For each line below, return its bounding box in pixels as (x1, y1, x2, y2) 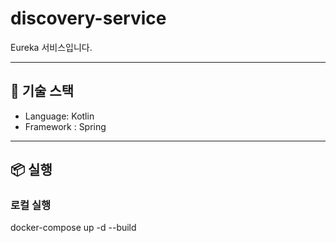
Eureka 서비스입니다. (10, 41, 93, 53)
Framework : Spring (24, 120, 107, 132)
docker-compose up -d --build (10, 222, 137, 234)
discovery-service (10, 7, 167, 30)
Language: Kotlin (24, 110, 95, 122)
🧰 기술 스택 (10, 83, 75, 100)
